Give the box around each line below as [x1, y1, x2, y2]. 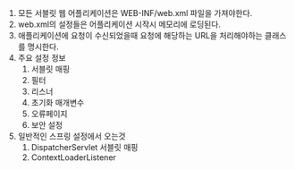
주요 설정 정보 [17, 53, 66, 63]
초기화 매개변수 [30, 98, 85, 107]
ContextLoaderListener [30, 152, 116, 163]
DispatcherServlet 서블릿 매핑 [30, 142, 139, 152]
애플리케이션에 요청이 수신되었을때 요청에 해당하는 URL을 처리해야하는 [17, 30, 264, 40]
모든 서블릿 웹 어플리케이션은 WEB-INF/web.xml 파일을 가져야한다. [17, 8, 253, 18]
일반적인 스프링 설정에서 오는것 [17, 131, 126, 141]
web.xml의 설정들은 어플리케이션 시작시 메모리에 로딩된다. [17, 19, 222, 30]
